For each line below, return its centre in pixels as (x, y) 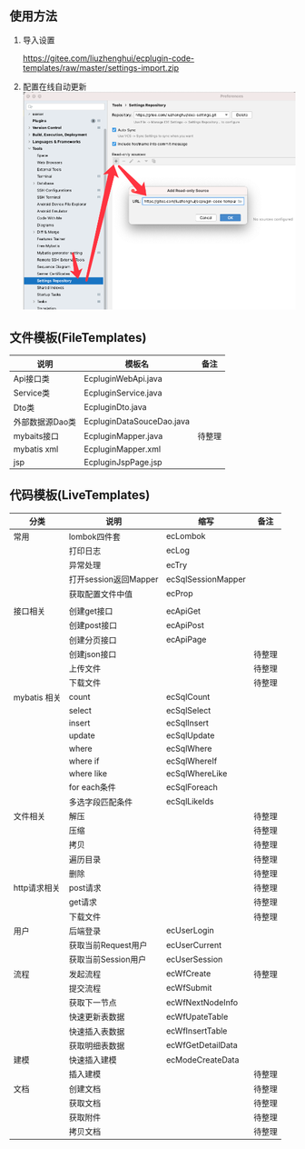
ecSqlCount (188, 697)
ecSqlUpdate (191, 735)
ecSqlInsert (187, 723)
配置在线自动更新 (54, 86)
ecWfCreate (189, 974)
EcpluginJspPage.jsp (123, 462)
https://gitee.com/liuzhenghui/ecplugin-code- (108, 58)
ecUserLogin (191, 931)
